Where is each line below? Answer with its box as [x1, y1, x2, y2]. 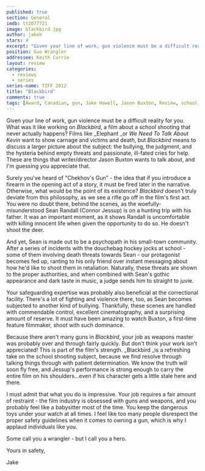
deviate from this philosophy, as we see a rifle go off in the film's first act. [6, 193, 191, 201]
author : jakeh [6, 32, 43, 38]
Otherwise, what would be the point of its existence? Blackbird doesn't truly [6, 187, 197, 195]
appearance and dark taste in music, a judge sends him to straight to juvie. [6, 276, 194, 284]
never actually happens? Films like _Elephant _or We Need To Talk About [6, 130, 189, 137]
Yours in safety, [6, 447, 46, 454]
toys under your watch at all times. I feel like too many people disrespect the [6, 410, 198, 417]
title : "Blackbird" [6, 89, 56, 95]
